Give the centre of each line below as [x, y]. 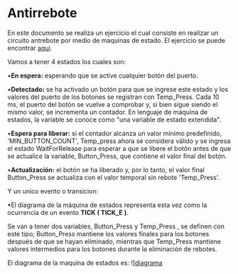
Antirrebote [42, 13]
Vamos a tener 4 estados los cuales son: [67, 61]
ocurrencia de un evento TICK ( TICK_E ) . [68, 212]
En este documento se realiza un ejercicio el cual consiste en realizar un [113, 33]
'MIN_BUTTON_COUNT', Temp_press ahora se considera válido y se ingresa [119, 141]
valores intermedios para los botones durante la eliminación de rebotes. [112, 249]
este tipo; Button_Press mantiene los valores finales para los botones [108, 233]
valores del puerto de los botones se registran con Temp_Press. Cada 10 [113, 97]
